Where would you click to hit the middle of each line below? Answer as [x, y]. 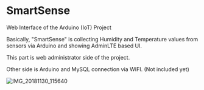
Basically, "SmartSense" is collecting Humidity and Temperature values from [102, 39]
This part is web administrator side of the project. [68, 57]
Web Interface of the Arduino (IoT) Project [59, 27]
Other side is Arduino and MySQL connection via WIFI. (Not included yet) [98, 69]
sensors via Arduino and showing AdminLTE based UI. [74, 46]
